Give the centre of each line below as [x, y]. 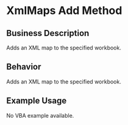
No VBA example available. [40, 115]
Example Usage [37, 101]
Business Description [48, 33]
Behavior [24, 67]
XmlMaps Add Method [64, 11]
